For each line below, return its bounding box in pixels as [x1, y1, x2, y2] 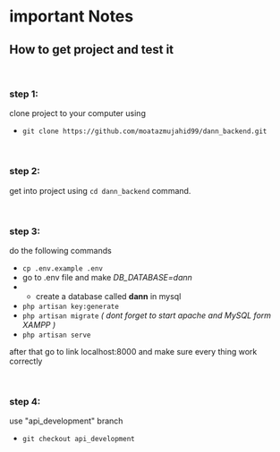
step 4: [9, 395, 41, 407]
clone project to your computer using [9, 108, 146, 119]
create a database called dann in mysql [35, 290, 182, 301]
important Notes [9, 6, 134, 27]
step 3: [9, 225, 40, 238]
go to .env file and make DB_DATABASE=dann [21, 272, 192, 282]
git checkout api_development [21, 435, 136, 444]
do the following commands [9, 245, 112, 255]
